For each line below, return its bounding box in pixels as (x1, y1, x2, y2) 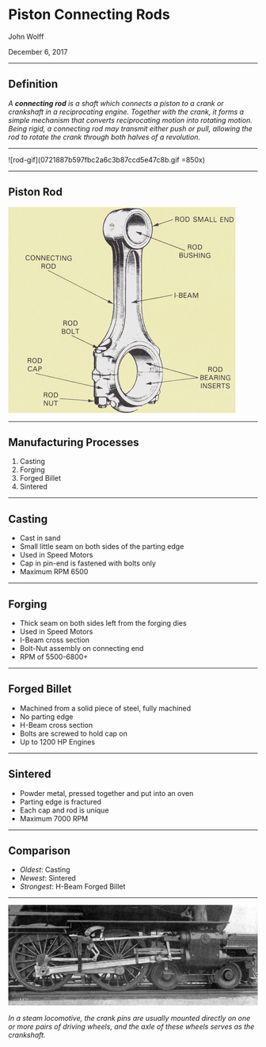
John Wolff (8, 32, 44, 41)
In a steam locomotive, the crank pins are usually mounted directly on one (8, 1013, 251, 1022)
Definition (8, 78, 58, 91)
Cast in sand (19, 533, 61, 543)
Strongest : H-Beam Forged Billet (19, 881, 126, 892)
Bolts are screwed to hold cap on (19, 729, 128, 738)
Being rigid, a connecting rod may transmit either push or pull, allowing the (8, 124, 253, 133)
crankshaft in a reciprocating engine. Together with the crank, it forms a (8, 107, 244, 116)
